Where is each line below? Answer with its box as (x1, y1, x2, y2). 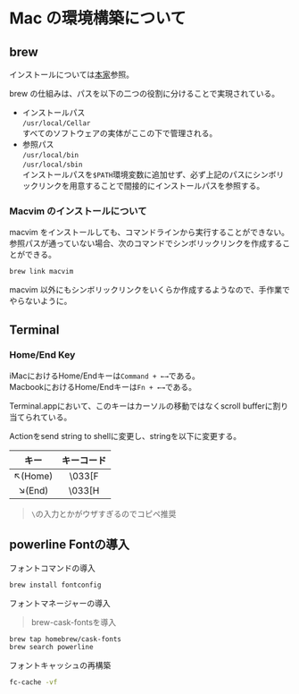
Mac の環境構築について (9, 8, 187, 29)
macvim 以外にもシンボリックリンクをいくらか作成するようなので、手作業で (9, 284, 290, 295)
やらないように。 (9, 296, 72, 307)
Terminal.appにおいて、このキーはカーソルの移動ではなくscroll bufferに (9, 400, 273, 411)
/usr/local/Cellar (21, 119, 91, 128)
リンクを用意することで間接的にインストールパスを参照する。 (37, 181, 265, 190)
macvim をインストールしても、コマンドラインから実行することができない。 (9, 227, 290, 238)
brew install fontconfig (9, 580, 102, 589)
